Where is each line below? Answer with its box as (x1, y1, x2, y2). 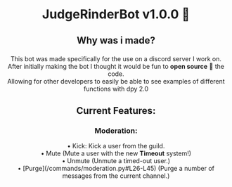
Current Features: (76, 105, 156, 117)
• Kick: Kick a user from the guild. (67, 142, 165, 150)
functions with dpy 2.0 (83, 84, 149, 93)
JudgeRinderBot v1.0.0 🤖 (42, 6, 190, 22)
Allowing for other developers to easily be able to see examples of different (7, 77, 225, 85)
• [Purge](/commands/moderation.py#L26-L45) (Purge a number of (18, 165, 214, 173)
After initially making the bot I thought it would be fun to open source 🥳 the (7, 62, 225, 70)
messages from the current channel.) (62, 172, 170, 180)
